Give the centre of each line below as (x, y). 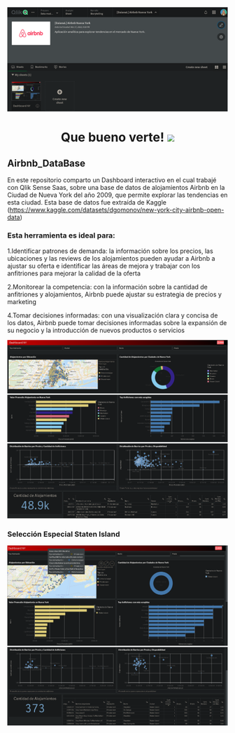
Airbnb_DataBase (47, 163)
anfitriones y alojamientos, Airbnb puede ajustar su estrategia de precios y (115, 294)
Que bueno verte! (112, 138)
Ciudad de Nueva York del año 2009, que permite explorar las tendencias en (117, 195)
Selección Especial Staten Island (64, 534)
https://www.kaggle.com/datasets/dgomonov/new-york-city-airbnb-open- (117, 210)
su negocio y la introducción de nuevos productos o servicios (96, 330)
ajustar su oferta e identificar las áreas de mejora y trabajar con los (104, 266)
